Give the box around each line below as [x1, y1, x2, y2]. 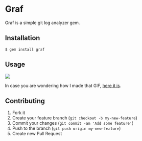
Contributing [5, 97, 45, 105]
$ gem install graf [5, 47, 45, 52]
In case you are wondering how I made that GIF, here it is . [5, 83, 121, 88]
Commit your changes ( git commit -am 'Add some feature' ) [12, 120, 134, 126]
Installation [5, 34, 40, 42]
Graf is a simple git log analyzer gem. [5, 20, 80, 26]
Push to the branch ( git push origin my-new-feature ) [12, 125, 121, 131]
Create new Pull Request [12, 131, 62, 137]
